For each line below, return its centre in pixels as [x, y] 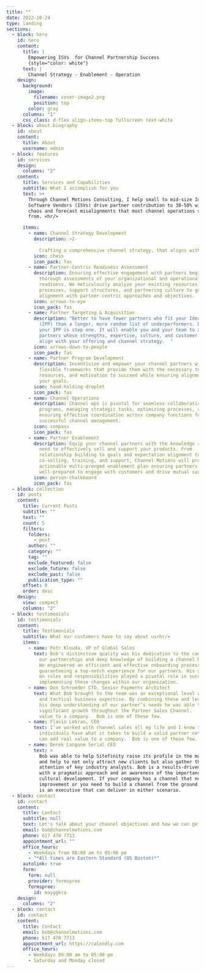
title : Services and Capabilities [67, 183]
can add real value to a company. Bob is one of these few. [118, 739]
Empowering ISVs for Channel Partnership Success [94, 57]
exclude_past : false [54, 574]
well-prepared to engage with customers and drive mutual [114, 472]
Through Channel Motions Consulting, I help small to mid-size [110, 199]
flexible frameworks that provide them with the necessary [115, 370]
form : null [42, 875]
